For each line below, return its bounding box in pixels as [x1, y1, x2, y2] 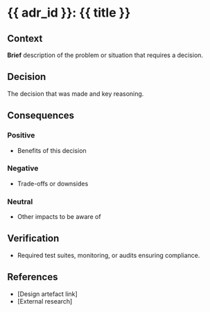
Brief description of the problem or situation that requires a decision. [7, 51, 203, 59]
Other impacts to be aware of [17, 213, 102, 221]
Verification [7, 233, 60, 245]
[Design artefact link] [17, 290, 78, 298]
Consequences [7, 110, 75, 122]
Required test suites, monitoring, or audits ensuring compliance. [17, 251, 200, 259]
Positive [7, 131, 35, 140]
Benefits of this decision [17, 146, 87, 154]
